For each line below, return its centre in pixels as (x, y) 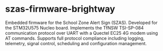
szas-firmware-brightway (60, 9)
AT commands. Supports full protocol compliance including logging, (75, 38)
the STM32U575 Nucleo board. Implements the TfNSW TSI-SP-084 (75, 27)
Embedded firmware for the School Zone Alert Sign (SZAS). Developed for (81, 23)
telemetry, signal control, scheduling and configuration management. (76, 43)
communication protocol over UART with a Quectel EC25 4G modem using (81, 33)
